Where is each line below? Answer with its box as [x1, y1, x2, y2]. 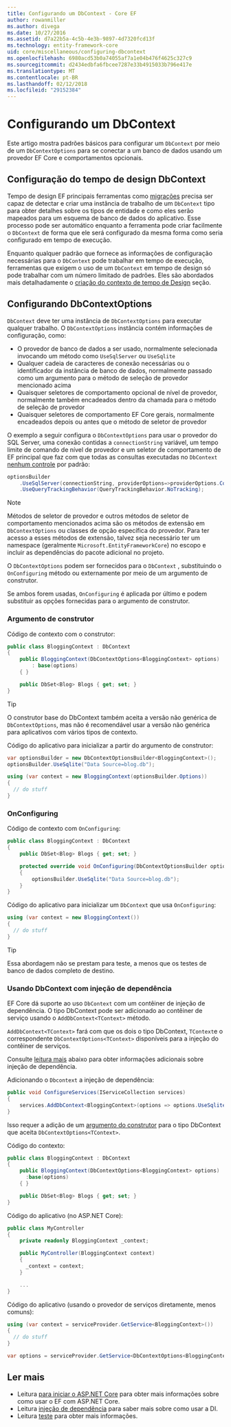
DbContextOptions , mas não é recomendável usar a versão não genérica [7, 720, 210, 729]
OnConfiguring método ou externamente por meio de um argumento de [7, 569, 208, 578]
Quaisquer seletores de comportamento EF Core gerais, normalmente [16, 410, 214, 418]
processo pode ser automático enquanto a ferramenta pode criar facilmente [7, 221, 223, 229]
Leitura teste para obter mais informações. [16, 1411, 138, 1420]
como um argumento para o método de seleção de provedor [16, 373, 189, 382]
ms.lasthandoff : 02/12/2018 [7, 80, 88, 87]
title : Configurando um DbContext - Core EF [7, 10, 137, 17]
